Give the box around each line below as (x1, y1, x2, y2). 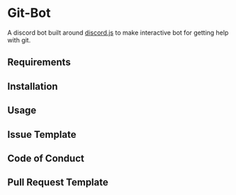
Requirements (7, 57, 71, 69)
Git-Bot (7, 5, 51, 21)
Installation (7, 80, 58, 93)
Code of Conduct (7, 152, 85, 164)
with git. (7, 35, 31, 44)
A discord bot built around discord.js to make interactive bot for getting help (7, 28, 229, 37)
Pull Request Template (7, 177, 108, 189)
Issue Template (7, 129, 77, 141)
